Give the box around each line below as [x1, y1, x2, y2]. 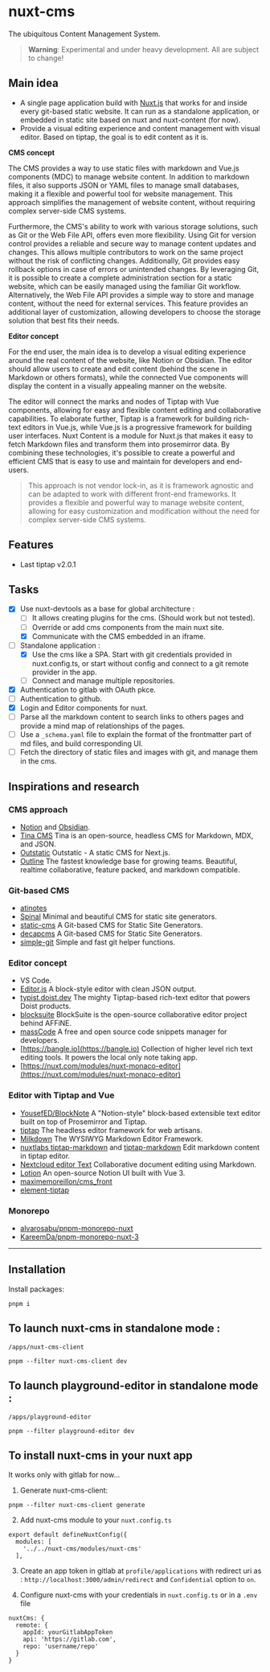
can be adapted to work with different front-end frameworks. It [27, 489, 237, 499]
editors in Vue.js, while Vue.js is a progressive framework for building [22, 422, 252, 432]
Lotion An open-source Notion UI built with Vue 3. [19, 1168, 186, 1177]
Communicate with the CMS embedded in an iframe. [31, 631, 207, 641]
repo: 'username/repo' [22, 1642, 99, 1651]
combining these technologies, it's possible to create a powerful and [8, 447, 235, 457]
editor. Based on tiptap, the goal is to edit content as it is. [19, 132, 209, 142]
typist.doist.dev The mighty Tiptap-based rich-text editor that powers [19, 993, 251, 1003]
